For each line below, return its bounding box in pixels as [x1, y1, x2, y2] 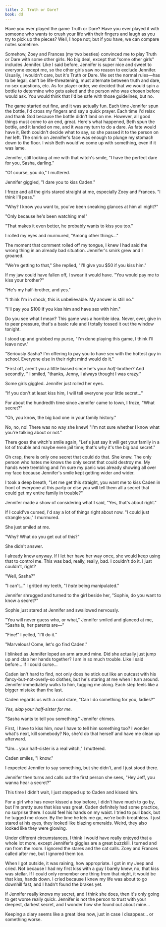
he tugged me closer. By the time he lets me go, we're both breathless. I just [5, 814, 161, 820]
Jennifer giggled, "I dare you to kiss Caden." [5, 179, 96, 185]
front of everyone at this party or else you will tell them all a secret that [5, 484, 150, 490]
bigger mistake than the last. [5, 687, 63, 693]
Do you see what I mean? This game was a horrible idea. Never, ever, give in [5, 316, 161, 322]
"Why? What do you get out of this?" [5, 533, 80, 539]
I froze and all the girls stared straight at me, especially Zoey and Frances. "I [5, 189, 161, 195]
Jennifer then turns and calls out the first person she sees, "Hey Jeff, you [5, 774, 155, 780]
